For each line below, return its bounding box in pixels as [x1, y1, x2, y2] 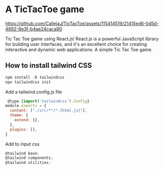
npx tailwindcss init [5, 79, 51, 84]
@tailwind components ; [5, 155, 53, 161]
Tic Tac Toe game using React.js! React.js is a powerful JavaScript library [5, 36, 159, 42]
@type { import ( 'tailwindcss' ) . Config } [7, 98, 90, 104]
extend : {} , [14, 118, 40, 123]
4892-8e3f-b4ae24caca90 [5, 25, 62, 32]
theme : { [10, 113, 28, 118]
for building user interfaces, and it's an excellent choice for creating [5, 41, 147, 47]
